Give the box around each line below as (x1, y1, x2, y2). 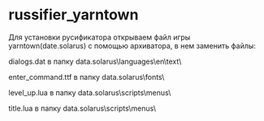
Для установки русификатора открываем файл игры (8, 32, 191, 42)
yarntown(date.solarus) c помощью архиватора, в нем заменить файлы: (8, 40, 256, 50)
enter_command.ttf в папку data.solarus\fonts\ (8, 72, 165, 81)
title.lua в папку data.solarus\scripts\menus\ (8, 103, 157, 113)
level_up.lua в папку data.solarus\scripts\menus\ (8, 87, 171, 98)
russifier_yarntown (8, 6, 139, 24)
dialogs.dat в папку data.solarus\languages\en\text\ (8, 56, 182, 66)
